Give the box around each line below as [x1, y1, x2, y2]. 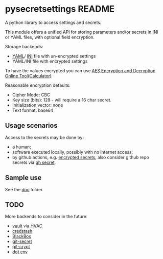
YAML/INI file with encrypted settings [12, 58, 88, 64]
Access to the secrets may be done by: [5, 134, 84, 140]
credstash [12, 228, 33, 234]
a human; [12, 144, 31, 150]
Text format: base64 [12, 107, 54, 113]
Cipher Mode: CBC [12, 92, 50, 98]
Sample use [5, 174, 42, 182]
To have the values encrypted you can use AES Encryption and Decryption [5, 67, 156, 74]
